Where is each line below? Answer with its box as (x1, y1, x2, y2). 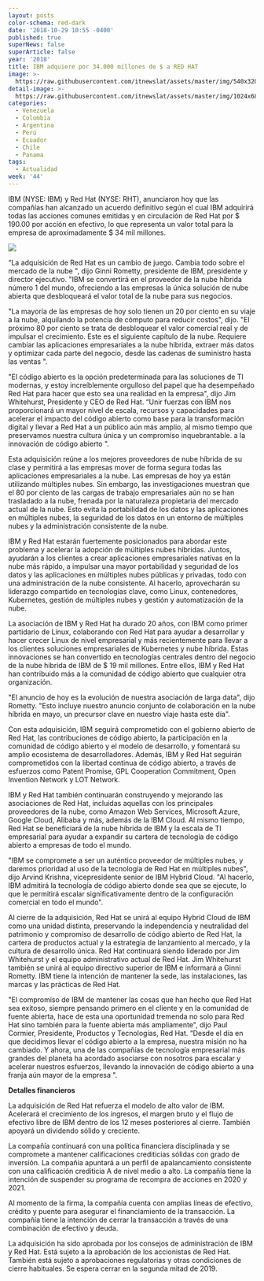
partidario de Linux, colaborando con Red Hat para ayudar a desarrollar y (8, 627, 245, 637)
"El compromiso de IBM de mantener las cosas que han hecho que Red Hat (8, 994, 251, 1004)
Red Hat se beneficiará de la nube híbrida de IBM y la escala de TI (8, 823, 222, 833)
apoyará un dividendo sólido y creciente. (8, 1126, 140, 1135)
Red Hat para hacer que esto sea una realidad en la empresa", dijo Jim (8, 388, 236, 398)
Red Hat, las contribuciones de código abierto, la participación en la (8, 733, 228, 742)
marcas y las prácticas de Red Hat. (8, 979, 121, 989)
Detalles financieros (8, 1085, 76, 1095)
